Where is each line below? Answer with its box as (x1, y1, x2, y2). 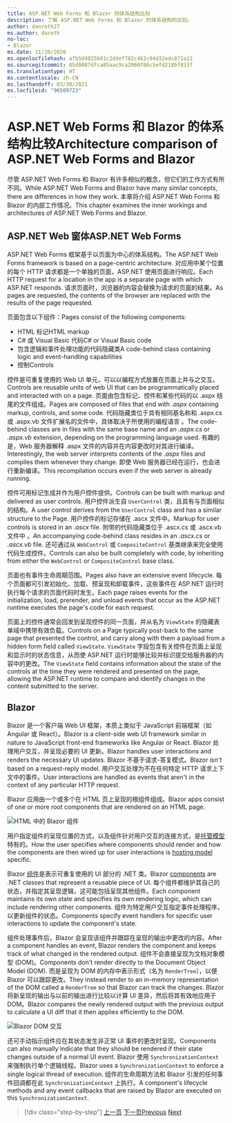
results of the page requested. (7, 298, 93, 307)
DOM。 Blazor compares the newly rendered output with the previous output (7, 999, 224, 1008)
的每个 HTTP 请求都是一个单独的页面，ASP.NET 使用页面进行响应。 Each (7, 267, 213, 276)
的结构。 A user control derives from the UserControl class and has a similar (7, 506, 222, 514)
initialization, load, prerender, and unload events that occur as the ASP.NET (7, 595, 221, 604)
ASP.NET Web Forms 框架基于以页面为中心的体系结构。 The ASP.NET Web (7, 250, 219, 258)
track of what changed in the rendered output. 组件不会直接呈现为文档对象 (7, 949, 219, 957)
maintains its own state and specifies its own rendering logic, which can (7, 894, 212, 903)
